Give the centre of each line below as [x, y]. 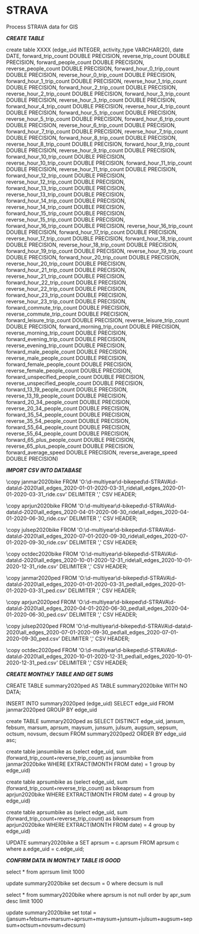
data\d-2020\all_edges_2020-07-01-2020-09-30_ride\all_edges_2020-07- [97, 536]
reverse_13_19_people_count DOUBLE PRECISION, [67, 396]
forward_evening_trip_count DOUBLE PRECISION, [67, 339]
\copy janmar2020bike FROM [42, 482]
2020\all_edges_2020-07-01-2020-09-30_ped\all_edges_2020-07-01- [92, 632]
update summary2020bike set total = [51, 912]
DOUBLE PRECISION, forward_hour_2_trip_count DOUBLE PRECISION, [92, 87]
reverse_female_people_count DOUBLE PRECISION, [69, 370]
